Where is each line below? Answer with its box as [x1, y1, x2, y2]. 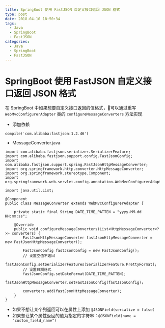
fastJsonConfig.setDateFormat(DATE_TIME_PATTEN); [23, 272, 126, 276]
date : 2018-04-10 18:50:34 [5, 16, 60, 21]
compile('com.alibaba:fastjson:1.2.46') [5, 131, 89, 137]
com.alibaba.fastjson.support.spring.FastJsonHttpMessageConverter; [5, 163, 148, 167]
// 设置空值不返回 [23, 253, 55, 258]
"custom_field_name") [12, 318, 56, 323]
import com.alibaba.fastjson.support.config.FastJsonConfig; [5, 154, 133, 159]
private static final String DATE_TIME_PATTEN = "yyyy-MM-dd [14, 210, 141, 215]
